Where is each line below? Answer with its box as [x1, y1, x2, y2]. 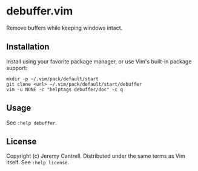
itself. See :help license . [6, 159, 70, 166]
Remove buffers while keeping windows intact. [6, 24, 123, 31]
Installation [6, 42, 50, 52]
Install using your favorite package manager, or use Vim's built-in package [6, 57, 192, 65]
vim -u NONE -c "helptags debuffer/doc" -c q [6, 86, 123, 92]
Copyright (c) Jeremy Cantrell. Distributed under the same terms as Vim [6, 152, 186, 160]
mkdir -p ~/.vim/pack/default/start [6, 76, 99, 82]
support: [6, 64, 28, 71]
